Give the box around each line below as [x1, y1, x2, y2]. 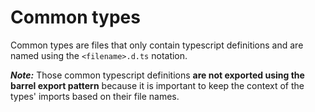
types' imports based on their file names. [10, 90, 180, 102]
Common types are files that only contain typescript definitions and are [10, 39, 304, 51]
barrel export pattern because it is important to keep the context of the [10, 79, 305, 91]
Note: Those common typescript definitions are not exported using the [10, 69, 305, 81]
